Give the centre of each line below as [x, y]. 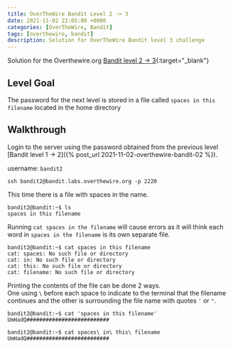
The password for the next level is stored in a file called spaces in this [111, 99]
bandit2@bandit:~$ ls [39, 207]
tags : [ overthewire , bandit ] [50, 34]
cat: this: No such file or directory [65, 266]
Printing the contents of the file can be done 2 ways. [84, 286]
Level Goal [31, 83]
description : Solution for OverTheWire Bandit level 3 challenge [106, 40]
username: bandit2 [35, 168]
